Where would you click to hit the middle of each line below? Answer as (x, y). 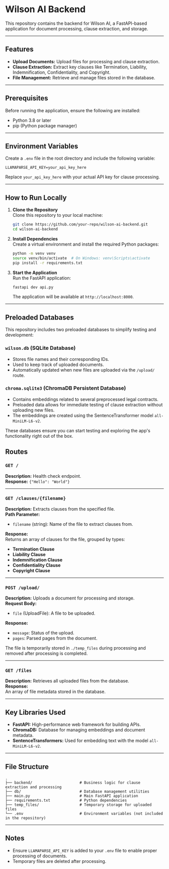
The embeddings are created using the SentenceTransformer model (83, 415)
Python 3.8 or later (32, 120)
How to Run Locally (36, 197)
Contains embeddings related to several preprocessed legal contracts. (85, 399)
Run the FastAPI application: (42, 278)
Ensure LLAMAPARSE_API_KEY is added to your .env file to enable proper (85, 850)
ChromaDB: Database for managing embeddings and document (79, 730)
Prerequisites (27, 98)
